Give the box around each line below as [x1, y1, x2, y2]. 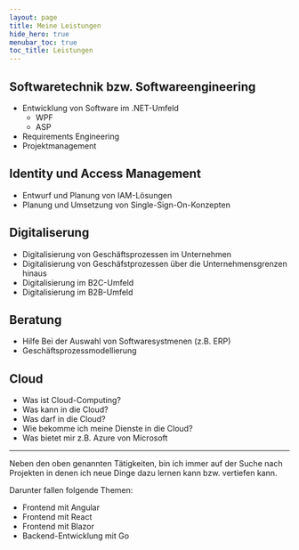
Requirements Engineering [21, 131, 120, 142]
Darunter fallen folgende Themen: [9, 485, 133, 496]
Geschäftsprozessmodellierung [21, 345, 137, 356]
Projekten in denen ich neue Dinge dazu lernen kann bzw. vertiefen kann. [9, 468, 278, 479]
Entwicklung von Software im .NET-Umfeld [21, 102, 180, 113]
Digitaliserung [9, 225, 90, 240]
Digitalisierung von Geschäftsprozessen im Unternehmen [21, 248, 232, 259]
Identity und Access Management [9, 166, 202, 182]
